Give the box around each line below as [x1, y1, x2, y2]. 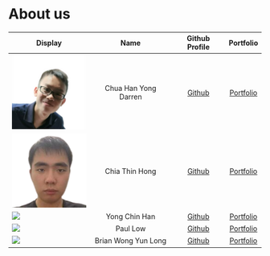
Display [35, 38, 63, 47]
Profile [186, 42, 211, 52]
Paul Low [115, 224, 146, 233]
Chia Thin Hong [104, 166, 157, 175]
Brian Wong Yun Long [95, 236, 167, 246]
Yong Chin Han [105, 211, 156, 221]
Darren [119, 92, 142, 101]
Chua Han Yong [104, 84, 157, 93]
